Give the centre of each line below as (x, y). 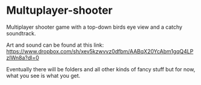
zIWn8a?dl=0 (23, 57)
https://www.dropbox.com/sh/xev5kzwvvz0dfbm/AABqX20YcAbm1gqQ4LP (100, 51)
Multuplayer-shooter (60, 10)
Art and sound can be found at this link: (55, 45)
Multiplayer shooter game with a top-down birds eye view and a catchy (94, 27)
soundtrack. (21, 33)
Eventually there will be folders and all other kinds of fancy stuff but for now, (101, 69)
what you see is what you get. (43, 75)
